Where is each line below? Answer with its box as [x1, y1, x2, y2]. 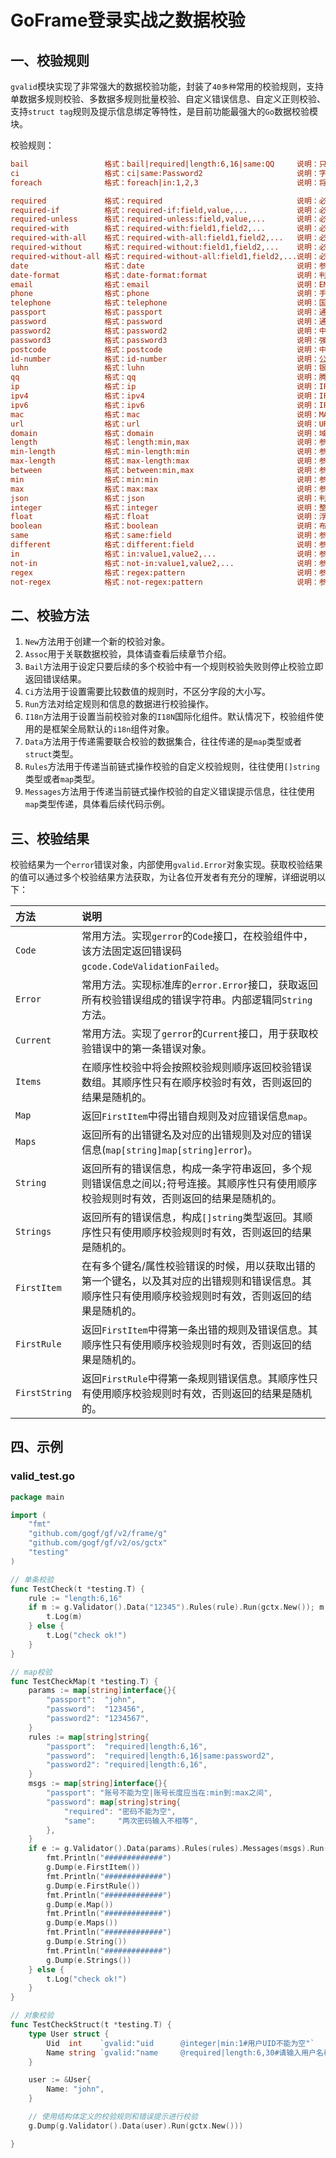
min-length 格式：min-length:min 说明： [10, 447, 320, 457]
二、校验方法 [10, 607, 90, 624]
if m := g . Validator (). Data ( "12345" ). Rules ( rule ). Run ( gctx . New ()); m [28, 1602, 325, 1613]
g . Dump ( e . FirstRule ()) [46, 1881, 141, 1891]
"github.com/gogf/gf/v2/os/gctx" [28, 1538, 168, 1548]
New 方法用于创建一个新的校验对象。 [24, 636, 171, 648]
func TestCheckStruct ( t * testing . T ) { [10, 2020, 172, 2030]
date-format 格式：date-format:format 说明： [10, 270, 320, 280]
